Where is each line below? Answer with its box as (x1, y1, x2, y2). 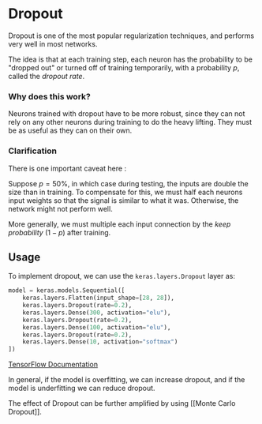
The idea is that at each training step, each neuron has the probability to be (8, 54, 253, 64)
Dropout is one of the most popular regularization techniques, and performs (8, 31, 255, 40)
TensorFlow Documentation (8, 360, 99, 370)
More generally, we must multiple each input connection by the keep (8, 219, 231, 229)
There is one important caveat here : (8, 163, 127, 173)
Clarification (8, 145, 58, 156)
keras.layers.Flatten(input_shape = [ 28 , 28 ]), (22, 294, 175, 302)
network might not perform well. (8, 204, 113, 213)
